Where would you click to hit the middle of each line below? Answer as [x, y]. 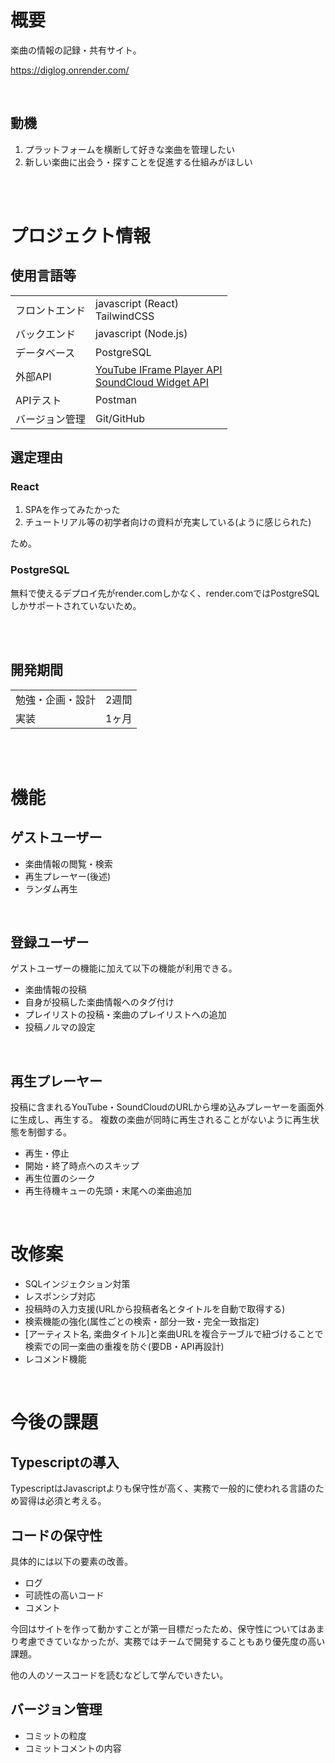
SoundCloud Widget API [152, 382]
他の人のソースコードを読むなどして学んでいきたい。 [119, 1675]
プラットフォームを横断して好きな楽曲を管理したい [129, 149]
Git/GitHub [120, 418]
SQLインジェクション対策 [77, 1284]
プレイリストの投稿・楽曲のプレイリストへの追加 [125, 1015]
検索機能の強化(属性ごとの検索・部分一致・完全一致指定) [142, 1322]
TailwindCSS [125, 316]
